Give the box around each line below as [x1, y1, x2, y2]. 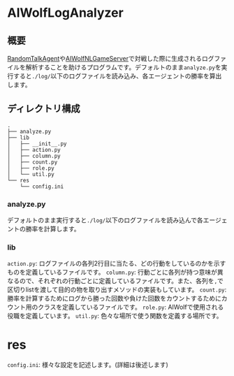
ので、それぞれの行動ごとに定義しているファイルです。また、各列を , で [19, 277, 224, 285]
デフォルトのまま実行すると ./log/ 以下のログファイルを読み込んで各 [7, 216, 204, 224]
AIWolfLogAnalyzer [7, 5, 124, 21]
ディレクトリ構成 [7, 103, 80, 115]
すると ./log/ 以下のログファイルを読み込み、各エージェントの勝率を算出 [13, 72, 222, 80]
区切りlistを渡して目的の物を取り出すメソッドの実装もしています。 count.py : [7, 285, 227, 294]
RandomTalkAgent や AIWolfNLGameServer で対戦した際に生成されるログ [7, 55, 214, 62]
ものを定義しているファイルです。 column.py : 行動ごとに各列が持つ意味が [7, 268, 218, 277]
